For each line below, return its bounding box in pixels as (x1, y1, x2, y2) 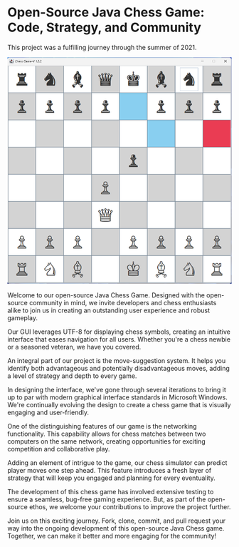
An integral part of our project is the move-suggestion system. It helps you (7, 357, 226, 365)
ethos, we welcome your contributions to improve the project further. (29, 503, 231, 511)
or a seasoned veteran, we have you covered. (7, 343, 142, 352)
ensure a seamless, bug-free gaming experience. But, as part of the (7, 495, 206, 503)
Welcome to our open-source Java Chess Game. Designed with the (7, 291, 205, 300)
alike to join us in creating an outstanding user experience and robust (7, 306, 211, 315)
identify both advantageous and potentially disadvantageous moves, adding (7, 364, 230, 373)
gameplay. (7, 314, 38, 322)
